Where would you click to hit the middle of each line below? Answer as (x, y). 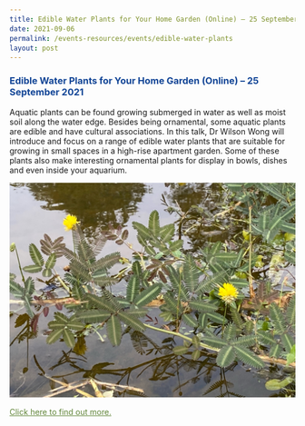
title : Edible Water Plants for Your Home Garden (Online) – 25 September (154, 19)
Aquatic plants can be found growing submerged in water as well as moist (148, 112)
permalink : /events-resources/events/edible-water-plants (121, 38)
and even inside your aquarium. (69, 170)
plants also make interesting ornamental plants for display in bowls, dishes (148, 160)
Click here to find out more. (60, 411)
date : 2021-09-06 (42, 29)
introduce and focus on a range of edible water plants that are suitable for (148, 141)
